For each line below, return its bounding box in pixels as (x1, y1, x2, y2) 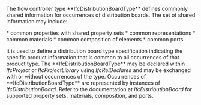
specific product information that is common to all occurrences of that (6, 54, 180, 61)
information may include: (6, 18, 68, 25)
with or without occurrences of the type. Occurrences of (6, 73, 146, 80)
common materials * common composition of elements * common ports (6, 36, 184, 43)
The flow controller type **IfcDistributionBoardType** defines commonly (6, 5, 188, 12)
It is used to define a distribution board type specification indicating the (6, 47, 183, 55)
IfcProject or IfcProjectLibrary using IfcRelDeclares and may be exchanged (6, 67, 191, 74)
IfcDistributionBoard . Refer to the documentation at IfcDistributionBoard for (6, 86, 192, 92)
